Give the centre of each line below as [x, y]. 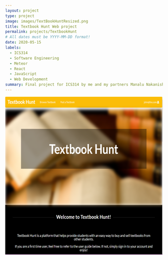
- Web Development [29, 79]
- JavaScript [23, 74]
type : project [20, 16]
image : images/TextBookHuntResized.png [47, 21]
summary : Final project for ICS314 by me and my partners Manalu [74, 85]
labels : [13, 48]
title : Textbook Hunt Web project [41, 27]
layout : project [22, 11]
